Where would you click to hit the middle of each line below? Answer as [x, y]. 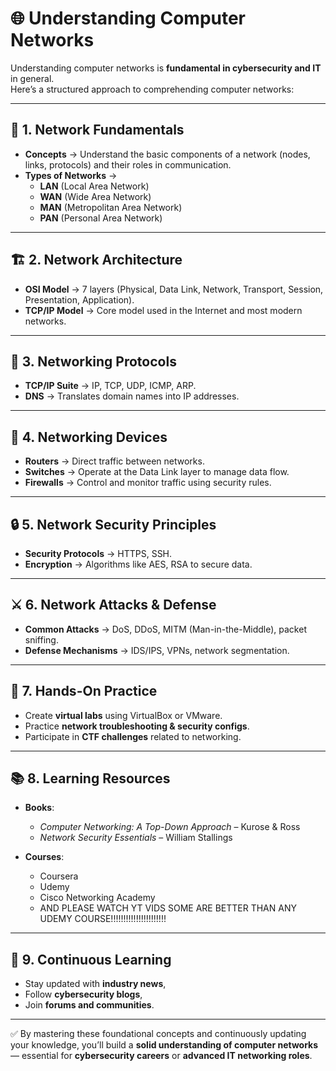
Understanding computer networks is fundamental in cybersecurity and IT [166, 68]
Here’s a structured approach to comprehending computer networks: [152, 89]
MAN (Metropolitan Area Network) [111, 207]
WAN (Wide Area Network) [95, 196]
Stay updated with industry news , [95, 984]
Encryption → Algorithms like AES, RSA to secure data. [138, 564]
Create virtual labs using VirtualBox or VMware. [123, 715]
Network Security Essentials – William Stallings [136, 838]
